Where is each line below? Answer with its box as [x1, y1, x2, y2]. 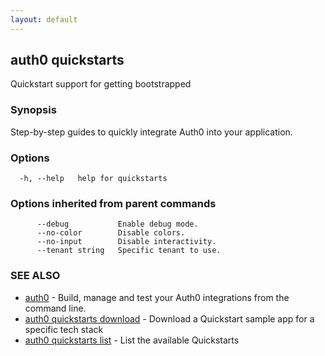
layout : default [10, 14, 78, 25]
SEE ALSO [10, 269, 61, 283]
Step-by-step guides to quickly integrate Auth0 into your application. [10, 126, 293, 138]
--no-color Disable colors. [36, 228, 186, 238]
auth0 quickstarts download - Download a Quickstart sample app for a [24, 312, 315, 325]
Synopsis [10, 103, 57, 117]
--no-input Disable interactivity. [36, 237, 217, 247]
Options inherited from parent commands [10, 196, 217, 210]
